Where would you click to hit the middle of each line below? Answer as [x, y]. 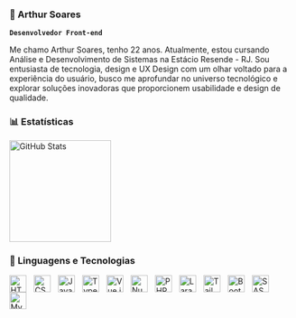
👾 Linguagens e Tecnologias [72, 260]
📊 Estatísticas [42, 122]
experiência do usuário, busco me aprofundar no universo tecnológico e [143, 79]
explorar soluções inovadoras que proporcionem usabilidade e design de [145, 89]
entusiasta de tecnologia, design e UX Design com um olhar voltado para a [148, 69]
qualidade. [29, 98]
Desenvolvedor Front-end [56, 33]
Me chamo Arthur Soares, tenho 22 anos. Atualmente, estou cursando [139, 50]
